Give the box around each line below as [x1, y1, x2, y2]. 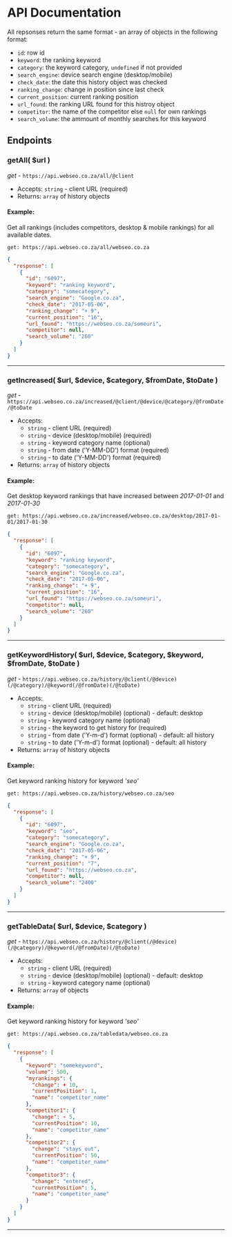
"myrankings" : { [25, 1074, 72, 1082]
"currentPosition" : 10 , [32, 1119, 100, 1127]
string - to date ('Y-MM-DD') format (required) [27, 453, 162, 461]
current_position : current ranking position [17, 92, 139, 101]
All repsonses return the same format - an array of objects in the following [7, 28, 218, 36]
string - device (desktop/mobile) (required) [27, 431, 152, 440]
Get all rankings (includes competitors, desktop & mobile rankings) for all [7, 223, 214, 231]
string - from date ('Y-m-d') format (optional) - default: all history [27, 731, 215, 739]
